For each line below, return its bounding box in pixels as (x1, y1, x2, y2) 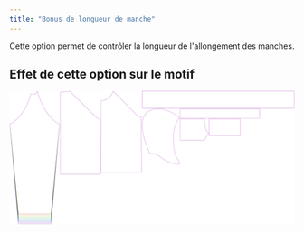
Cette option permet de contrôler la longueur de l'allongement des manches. (9, 41, 295, 51)
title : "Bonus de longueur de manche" (9, 14, 156, 23)
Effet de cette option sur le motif (9, 67, 195, 82)
